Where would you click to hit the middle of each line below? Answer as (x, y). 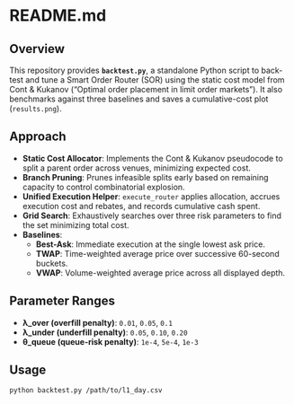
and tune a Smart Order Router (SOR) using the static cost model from (155, 80)
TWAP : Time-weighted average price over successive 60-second (158, 253)
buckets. (52, 263)
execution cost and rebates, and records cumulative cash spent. (141, 206)
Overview (37, 49)
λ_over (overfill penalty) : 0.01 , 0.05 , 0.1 (98, 322)
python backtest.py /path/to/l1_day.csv (86, 391)
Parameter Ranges (62, 301)
